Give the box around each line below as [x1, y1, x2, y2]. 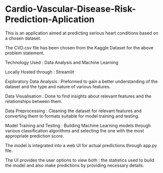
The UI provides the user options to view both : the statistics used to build [5, 157, 155, 163]
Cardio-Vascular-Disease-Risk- [5, 3, 136, 15]
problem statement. [5, 50, 45, 56]
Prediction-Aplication [5, 14, 95, 25]
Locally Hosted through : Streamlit [5, 69, 74, 74]
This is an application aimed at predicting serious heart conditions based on [5, 30, 159, 36]
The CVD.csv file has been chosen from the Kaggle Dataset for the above [5, 45, 154, 50]
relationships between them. [5, 98, 63, 104]
